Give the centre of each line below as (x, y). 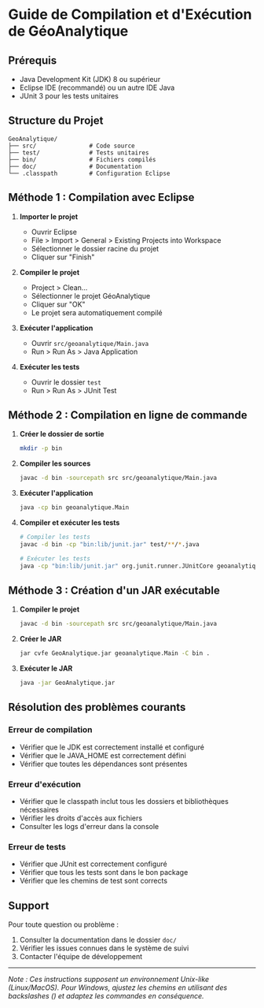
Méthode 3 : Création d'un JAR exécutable (114, 590)
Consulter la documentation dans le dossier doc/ (98, 940)
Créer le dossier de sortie (62, 434)
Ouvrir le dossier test (66, 382)
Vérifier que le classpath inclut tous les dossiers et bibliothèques (124, 801)
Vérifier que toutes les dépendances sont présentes (103, 764)
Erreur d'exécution (44, 784)
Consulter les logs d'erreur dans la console (89, 826)
